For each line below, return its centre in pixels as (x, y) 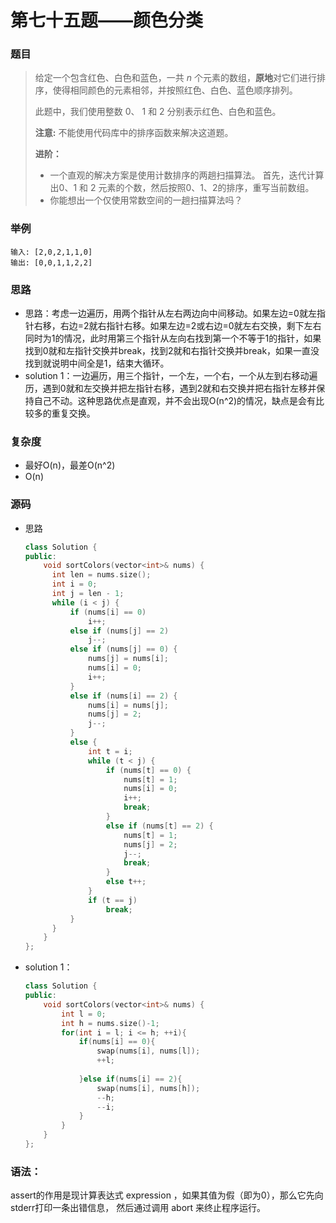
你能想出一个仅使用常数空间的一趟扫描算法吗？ (146, 200)
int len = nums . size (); (101, 575)
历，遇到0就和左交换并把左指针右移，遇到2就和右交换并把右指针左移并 (170, 388)
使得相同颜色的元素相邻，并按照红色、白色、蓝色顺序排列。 (175, 90)
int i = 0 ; (74, 584)
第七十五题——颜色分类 (107, 20)
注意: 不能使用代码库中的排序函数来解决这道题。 (134, 133)
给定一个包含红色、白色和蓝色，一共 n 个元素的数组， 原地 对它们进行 (175, 78)
